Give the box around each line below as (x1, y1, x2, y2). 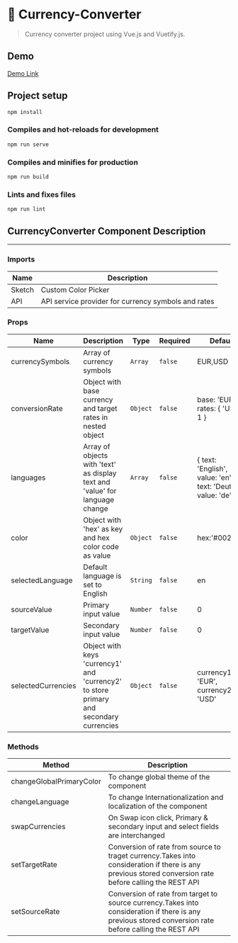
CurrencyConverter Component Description (7, 225, 206, 237)
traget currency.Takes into (108, 851, 196, 861)
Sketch (11, 285, 34, 295)
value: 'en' (197, 473, 232, 482)
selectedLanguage (11, 575, 73, 585)
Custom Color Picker (40, 285, 110, 295)
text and (83, 477, 110, 487)
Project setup (7, 90, 69, 102)
